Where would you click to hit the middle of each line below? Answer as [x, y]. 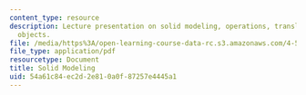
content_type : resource [55, 18]
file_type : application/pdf [63, 52]
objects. [34, 34]
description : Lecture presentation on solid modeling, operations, [140, 26]
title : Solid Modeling [52, 69]
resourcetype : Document [55, 60]
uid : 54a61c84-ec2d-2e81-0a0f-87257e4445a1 [93, 77]
